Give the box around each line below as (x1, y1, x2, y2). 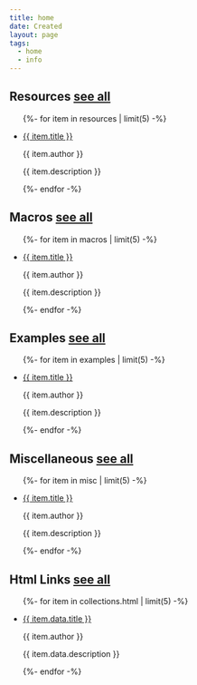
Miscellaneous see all (9, 451, 134, 466)
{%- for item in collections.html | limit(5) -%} (22, 596, 189, 607)
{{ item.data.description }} (22, 649, 120, 660)
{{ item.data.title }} (22, 613, 92, 624)
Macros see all (9, 210, 93, 225)
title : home (9, 13, 54, 23)
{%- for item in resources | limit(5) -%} (22, 113, 167, 123)
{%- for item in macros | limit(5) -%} (22, 233, 158, 245)
